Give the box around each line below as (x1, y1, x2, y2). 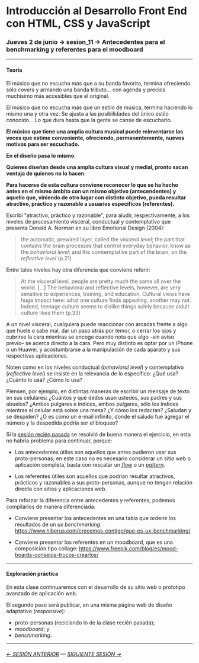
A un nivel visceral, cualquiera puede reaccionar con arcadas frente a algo (6, 320, 188, 327)
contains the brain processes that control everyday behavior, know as (20, 242, 191, 249)
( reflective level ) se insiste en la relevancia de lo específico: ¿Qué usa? (6, 369, 179, 377)
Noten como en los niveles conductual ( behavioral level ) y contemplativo (6, 364, 184, 371)
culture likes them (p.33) (20, 309, 81, 316)
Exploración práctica (6, 570, 59, 578)
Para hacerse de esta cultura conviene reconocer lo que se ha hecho (6, 181, 179, 188)
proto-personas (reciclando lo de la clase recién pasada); (14, 619, 155, 626)
